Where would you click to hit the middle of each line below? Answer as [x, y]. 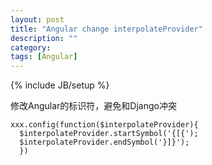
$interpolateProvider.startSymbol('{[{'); [109, 134]
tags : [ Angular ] [44, 57]
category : [31, 47]
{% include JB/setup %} [60, 85]
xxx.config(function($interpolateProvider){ [104, 125]
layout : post [37, 19]
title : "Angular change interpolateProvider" [106, 29]
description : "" [44, 38]
